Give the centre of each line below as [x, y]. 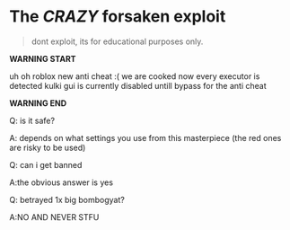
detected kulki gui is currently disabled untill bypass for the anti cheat [138, 85]
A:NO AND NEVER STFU [54, 217]
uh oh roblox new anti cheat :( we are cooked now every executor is [135, 76]
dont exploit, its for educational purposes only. [117, 41]
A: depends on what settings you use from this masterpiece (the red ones [145, 137]
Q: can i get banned [46, 164]
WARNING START [43, 58]
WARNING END [38, 103]
